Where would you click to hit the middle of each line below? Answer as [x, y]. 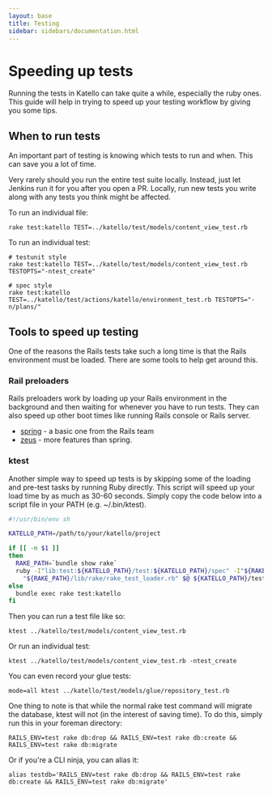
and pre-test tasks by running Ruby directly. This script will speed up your [132, 487]
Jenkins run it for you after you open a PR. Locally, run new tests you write [132, 189]
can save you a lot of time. [53, 164]
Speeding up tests [71, 71]
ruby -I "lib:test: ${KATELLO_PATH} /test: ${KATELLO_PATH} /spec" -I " [130, 571]
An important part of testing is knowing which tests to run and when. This [131, 155]
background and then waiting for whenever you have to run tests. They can [134, 407]
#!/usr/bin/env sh [39, 519]
